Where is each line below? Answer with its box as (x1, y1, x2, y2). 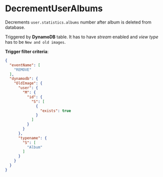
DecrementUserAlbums (5, 3, 103, 14)
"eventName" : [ (9, 62, 41, 68)
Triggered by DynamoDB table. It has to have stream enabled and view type (5, 34, 159, 40)
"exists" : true (40, 108, 71, 113)
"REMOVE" (14, 67, 32, 72)
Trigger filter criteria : (5, 49, 49, 54)
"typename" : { (18, 135, 47, 140)
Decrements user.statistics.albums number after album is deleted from (5, 19, 152, 25)
